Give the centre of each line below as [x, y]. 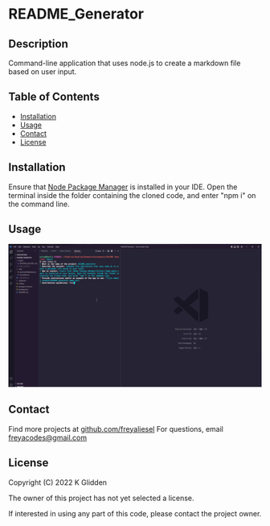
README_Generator [76, 14]
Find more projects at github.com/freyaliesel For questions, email [116, 429]
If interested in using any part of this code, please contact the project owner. [135, 513]
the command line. [39, 204]
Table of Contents [54, 97]
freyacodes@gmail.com [47, 437]
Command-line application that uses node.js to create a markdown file [125, 63]
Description [38, 44]
